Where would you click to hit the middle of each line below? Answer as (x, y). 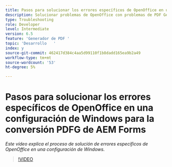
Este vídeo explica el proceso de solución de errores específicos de (77, 144)
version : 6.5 (19, 34)
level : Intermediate (27, 29)
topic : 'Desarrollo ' (31, 44)
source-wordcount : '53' (31, 62)
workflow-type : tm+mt (28, 58)
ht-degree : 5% (20, 67)
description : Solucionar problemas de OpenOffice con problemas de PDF (83, 15)
